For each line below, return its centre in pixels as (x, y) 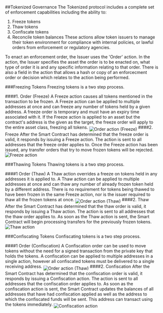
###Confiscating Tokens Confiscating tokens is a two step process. (73, 236)
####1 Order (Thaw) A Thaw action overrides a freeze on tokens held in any (81, 174)
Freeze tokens (26, 22)
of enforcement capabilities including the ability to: (56, 12)
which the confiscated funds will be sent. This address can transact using (79, 299)
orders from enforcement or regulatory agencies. (61, 47)
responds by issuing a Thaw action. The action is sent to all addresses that (80, 211)
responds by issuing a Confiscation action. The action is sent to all (72, 278)
